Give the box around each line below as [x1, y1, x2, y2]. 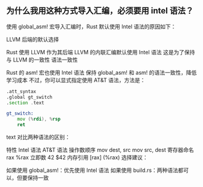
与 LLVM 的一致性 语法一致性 [6, 56, 78, 63]
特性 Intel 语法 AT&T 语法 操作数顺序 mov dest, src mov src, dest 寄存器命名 [6, 147, 195, 154]
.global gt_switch [6, 94, 53, 100]
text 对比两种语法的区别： [6, 133, 71, 141]
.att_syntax [6, 88, 36, 95]
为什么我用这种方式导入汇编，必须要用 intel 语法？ [6, 5, 194, 16]
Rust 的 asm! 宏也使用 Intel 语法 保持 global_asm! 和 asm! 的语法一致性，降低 [6, 69, 197, 76]
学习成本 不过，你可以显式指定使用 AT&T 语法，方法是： [6, 76, 146, 83]
